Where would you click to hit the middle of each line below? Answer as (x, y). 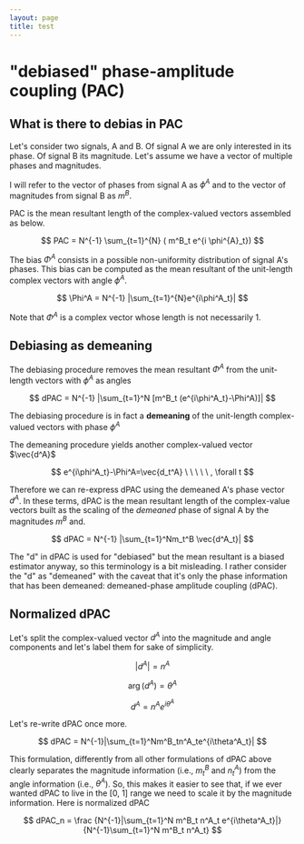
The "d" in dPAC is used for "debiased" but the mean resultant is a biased (147, 557)
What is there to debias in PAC (96, 124)
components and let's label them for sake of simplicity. (112, 648)
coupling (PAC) (67, 90)
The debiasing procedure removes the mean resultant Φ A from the (134, 368)
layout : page (34, 18)
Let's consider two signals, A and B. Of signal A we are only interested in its (151, 146)
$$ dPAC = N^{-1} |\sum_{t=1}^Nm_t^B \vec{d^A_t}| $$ (152, 538)
